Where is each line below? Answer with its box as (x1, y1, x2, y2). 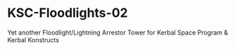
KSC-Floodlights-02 (7, 5, 128, 21)
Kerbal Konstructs (7, 35, 60, 44)
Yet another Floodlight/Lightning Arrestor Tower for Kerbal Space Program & (7, 28, 229, 37)
